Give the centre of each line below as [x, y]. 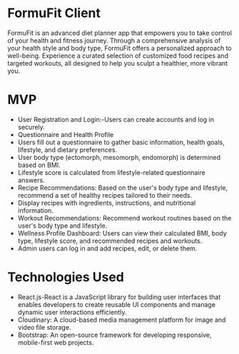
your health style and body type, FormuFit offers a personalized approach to [119, 48]
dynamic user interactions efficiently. [72, 312]
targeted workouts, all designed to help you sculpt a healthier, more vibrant [118, 63]
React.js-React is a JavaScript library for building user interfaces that [119, 297]
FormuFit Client [54, 13]
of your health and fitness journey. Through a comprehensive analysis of [114, 40]
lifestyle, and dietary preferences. [67, 150]
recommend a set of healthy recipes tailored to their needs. [105, 195]
